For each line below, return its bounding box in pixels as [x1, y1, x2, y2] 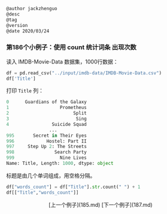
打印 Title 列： [6, 87, 44, 94]
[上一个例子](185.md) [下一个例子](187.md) [48, 201, 153, 208]
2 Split [6, 110, 87, 116]
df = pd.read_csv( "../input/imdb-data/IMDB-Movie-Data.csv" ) [6, 70, 162, 76]
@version [6, 22, 28, 28]
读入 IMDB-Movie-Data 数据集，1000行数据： [6, 58, 119, 65]
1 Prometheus [6, 105, 87, 111]
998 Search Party [6, 149, 87, 155]
